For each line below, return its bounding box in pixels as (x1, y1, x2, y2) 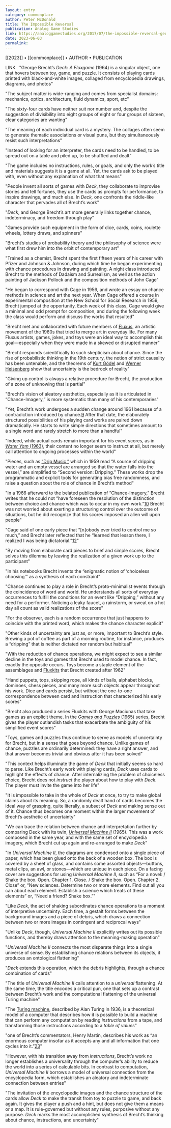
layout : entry (5, 7, 36, 13)
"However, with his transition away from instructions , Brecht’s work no (5, 1053, 153, 1059)
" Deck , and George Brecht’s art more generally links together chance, (5, 209, 151, 215)
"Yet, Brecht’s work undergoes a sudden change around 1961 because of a (5, 406, 162, 412)
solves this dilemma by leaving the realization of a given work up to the (5, 553, 154, 559)
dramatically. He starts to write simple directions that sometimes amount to (5, 422, 162, 428)
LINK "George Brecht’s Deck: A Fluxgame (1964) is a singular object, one (5, 64, 160, 70)
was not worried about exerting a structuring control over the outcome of (5, 506, 159, 512)
